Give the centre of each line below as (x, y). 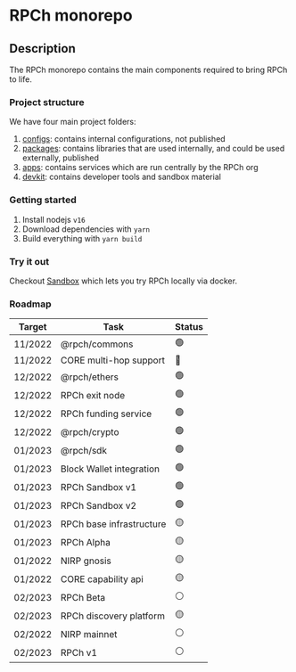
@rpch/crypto (90, 431)
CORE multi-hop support (113, 360)
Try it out (29, 261)
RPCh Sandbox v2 (99, 505)
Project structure (47, 102)
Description (42, 49)
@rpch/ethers (90, 377)
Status (189, 327)
